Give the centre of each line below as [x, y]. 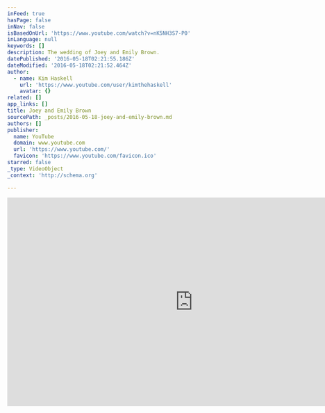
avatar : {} [35, 91]
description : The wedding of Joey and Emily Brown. [83, 53]
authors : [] [24, 123]
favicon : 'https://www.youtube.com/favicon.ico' [85, 156]
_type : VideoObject [35, 169]
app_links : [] [28, 104]
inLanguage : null [32, 40]
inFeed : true [26, 14]
